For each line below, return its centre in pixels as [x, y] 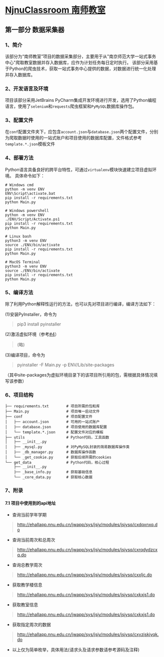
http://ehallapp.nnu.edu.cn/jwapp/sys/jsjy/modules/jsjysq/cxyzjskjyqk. [88, 634]
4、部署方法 [19, 158]
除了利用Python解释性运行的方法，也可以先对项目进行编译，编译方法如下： [81, 304]
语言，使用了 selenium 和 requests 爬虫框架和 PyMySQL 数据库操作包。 [71, 106]
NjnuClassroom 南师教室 [55, 10]
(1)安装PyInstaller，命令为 [31, 314]
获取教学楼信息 [27, 585]
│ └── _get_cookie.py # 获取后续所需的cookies [58, 458]
